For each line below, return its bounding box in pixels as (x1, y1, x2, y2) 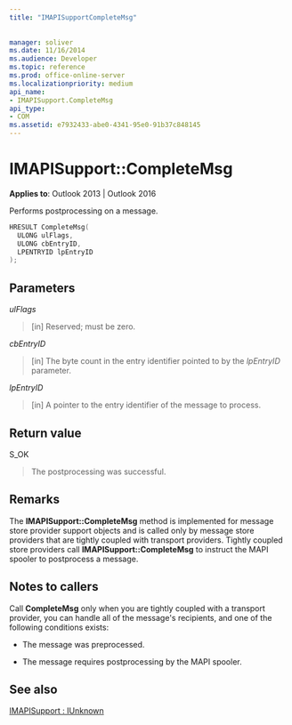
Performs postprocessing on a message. (9, 205, 158, 216)
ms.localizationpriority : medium (9, 79, 134, 88)
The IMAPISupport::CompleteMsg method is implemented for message (9, 515, 274, 526)
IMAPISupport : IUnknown (9, 705, 104, 716)
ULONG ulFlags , (17, 230, 74, 240)
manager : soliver (9, 37, 74, 47)
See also (9, 681, 58, 697)
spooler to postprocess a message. (9, 553, 139, 564)
